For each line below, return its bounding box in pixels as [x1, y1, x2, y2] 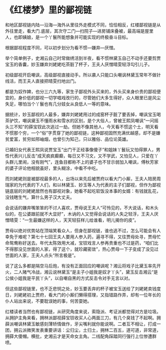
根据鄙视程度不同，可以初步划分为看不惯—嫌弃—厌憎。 [5, 44, 118, 50]
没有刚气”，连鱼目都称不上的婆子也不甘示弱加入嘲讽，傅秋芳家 [31, 159, 159, 165]
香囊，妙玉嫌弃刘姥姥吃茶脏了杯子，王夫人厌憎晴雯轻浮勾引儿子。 [18, 61, 152, 67]
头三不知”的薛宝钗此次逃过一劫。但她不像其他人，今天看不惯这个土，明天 [5, 124, 155, 130]
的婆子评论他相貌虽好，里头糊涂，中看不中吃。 [5, 165, 100, 171]
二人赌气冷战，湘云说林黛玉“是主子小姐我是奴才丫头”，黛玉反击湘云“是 [13, 269, 158, 275]
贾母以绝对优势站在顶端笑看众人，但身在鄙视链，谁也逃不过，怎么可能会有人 [5, 227, 161, 233]
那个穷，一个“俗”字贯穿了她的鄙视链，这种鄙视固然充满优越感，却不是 [13, 130, 157, 136]
